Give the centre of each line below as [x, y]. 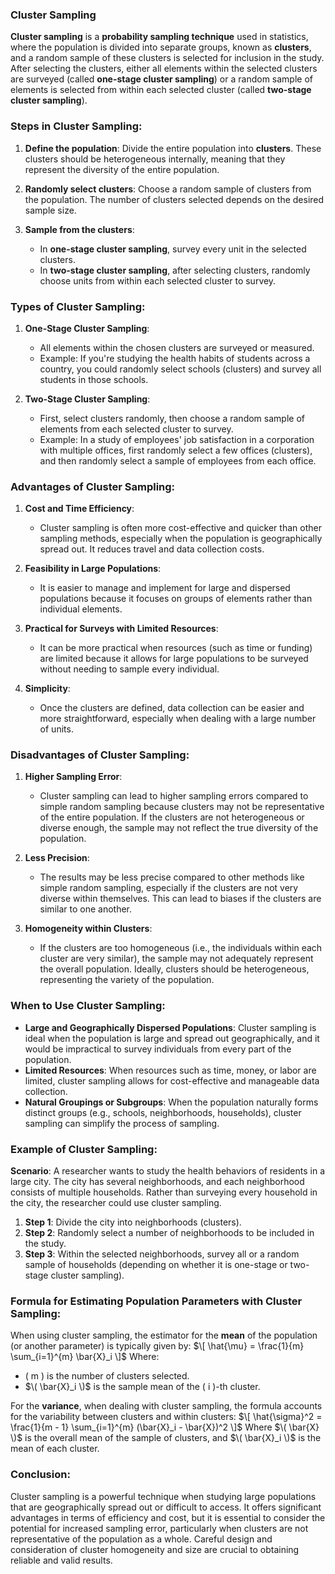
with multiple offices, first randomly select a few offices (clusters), [176, 450]
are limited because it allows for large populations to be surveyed [174, 659]
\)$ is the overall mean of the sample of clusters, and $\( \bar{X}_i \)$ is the [166, 1438]
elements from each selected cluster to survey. [136, 429]
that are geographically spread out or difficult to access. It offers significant [166, 1507]
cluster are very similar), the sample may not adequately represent [176, 959]
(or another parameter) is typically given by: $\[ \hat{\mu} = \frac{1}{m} [157, 1346]
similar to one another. [86, 909]
